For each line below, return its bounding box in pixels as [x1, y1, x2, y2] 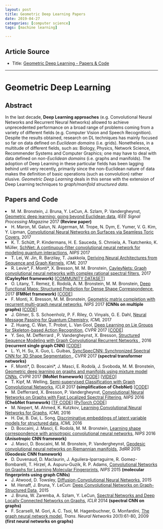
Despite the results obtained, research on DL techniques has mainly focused [5, 135, 158, 141]
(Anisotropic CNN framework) [5, 436, 67, 441]
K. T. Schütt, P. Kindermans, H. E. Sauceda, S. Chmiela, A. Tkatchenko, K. [11, 239, 158, 245]
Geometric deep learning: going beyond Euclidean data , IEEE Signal [5, 213, 141, 219]
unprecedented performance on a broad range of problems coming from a [5, 124, 154, 130]
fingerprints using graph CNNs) [5, 472, 70, 477]
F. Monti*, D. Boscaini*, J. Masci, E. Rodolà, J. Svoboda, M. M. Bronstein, [11, 363, 155, 369]
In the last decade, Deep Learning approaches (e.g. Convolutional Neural [5, 114, 152, 120]
